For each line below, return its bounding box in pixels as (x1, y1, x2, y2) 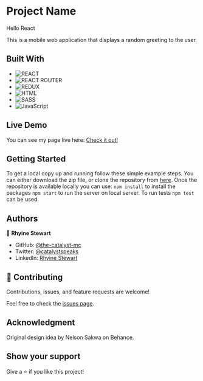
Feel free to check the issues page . (6, 300, 94, 307)
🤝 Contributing (6, 272, 63, 282)
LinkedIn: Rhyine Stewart (15, 254, 78, 262)
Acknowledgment (6, 318, 75, 328)
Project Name (6, 4, 77, 18)
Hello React (6, 24, 35, 32)
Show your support (6, 351, 81, 362)
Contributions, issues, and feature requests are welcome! (6, 288, 150, 295)
